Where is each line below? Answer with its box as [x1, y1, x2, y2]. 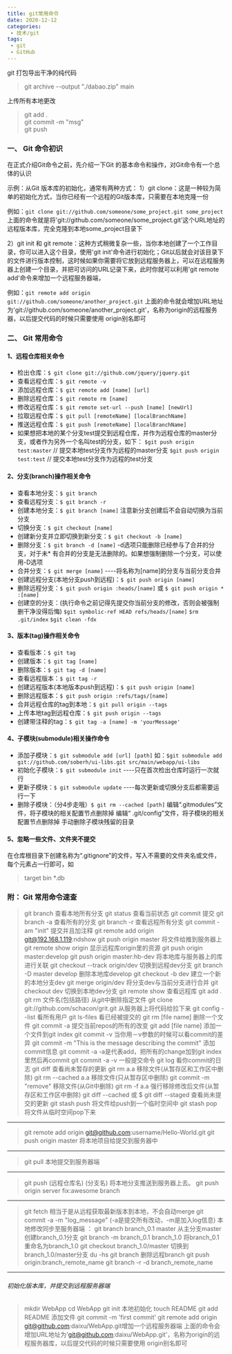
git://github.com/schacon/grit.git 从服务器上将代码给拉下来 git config [23, 1004, 220, 1013]
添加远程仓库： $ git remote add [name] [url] [17, 386, 150, 394]
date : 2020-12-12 [7, 17, 57, 23]
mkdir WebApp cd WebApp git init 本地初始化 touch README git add [23, 1304, 219, 1313]
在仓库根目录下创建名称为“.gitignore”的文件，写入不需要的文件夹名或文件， [7, 852, 221, 860]
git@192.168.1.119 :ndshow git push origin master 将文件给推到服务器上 [23, 935, 222, 943]
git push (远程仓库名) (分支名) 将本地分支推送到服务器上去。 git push [23, 1179, 219, 1187]
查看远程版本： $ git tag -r [17, 674, 97, 682]
